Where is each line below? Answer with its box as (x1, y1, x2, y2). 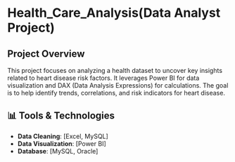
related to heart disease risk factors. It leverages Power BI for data (7, 74, 200, 82)
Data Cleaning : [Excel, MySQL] (17, 132, 109, 140)
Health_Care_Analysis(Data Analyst (7, 5, 221, 21)
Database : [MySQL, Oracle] (17, 147, 99, 155)
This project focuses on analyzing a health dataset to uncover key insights (7, 67, 223, 74)
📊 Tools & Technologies (7, 110, 115, 122)
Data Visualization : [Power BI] (17, 139, 107, 148)
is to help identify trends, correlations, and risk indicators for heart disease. (7, 89, 225, 97)
